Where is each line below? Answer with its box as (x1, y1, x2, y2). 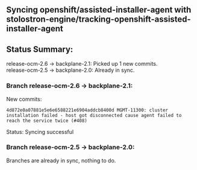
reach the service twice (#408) (6, 118, 87, 124)
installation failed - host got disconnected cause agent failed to (6, 112, 182, 118)
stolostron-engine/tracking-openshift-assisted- (6, 14, 191, 25)
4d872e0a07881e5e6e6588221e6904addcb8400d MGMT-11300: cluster (6, 107, 169, 113)
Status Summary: (6, 44, 73, 54)
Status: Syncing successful (6, 128, 74, 135)
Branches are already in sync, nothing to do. (6, 157, 116, 164)
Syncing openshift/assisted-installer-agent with (6, 5, 192, 15)
